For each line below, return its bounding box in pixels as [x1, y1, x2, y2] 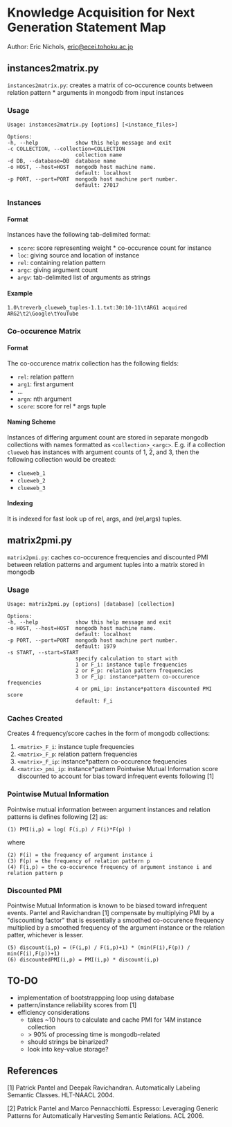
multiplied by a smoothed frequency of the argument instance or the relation [7, 923, 225, 932]
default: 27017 [75, 182, 119, 189]
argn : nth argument [17, 395, 72, 403]
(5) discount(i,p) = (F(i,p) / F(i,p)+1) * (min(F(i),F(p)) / [7, 944, 190, 951]
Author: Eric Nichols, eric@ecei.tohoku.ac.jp [7, 42, 134, 51]
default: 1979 [75, 643, 116, 650]
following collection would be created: [7, 455, 116, 463]
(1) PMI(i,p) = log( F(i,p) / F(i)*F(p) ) [7, 826, 132, 833]
